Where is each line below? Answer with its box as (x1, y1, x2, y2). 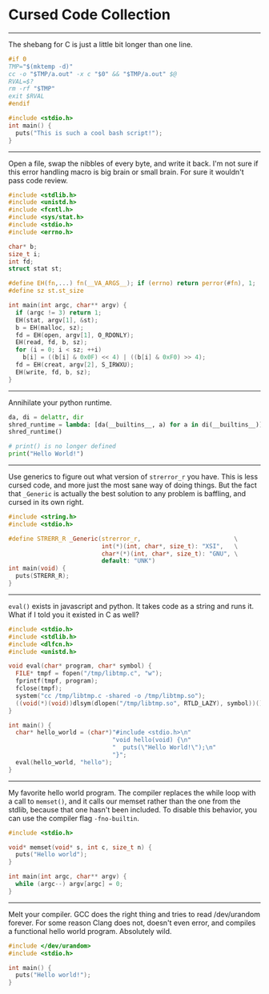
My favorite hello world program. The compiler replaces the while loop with (8, 788, 256, 797)
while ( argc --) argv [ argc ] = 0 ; (15, 880, 124, 888)
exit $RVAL (8, 92, 45, 101)
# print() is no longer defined (8, 443, 116, 451)
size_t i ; (8, 250, 42, 258)
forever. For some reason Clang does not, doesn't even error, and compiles (8, 918, 256, 928)
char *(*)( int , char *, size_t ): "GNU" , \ (101, 550, 239, 558)
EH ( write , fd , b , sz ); (15, 368, 91, 376)
